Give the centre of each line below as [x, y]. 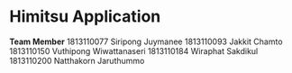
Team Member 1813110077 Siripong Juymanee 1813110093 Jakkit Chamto [146, 41]
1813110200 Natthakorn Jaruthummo [77, 60]
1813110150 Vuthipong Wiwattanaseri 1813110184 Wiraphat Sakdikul [134, 50]
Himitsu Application [85, 17]
